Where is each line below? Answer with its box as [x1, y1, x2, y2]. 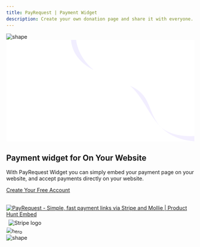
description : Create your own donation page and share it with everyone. [6, 16, 194, 22]
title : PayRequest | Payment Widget [6, 10, 97, 16]
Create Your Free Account [6, 187, 70, 194]
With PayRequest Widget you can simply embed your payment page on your [6, 169, 194, 176]
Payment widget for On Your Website [6, 153, 147, 163]
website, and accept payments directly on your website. [6, 175, 144, 182]
